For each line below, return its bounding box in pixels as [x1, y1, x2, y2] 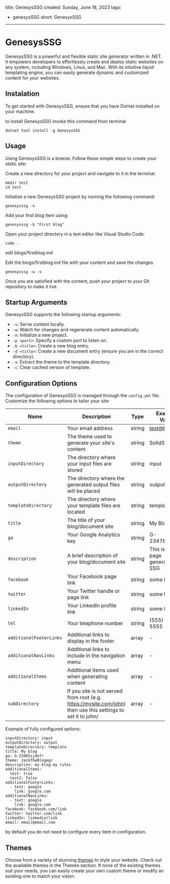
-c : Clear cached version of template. [12, 364, 91, 370]
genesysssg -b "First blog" [5, 222, 65, 227]
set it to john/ [67, 713, 99, 720]
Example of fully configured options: [5, 726, 81, 732]
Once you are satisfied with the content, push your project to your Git [5, 278, 150, 284]
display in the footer [67, 638, 115, 645]
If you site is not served [67, 687, 123, 695]
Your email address [67, 425, 113, 432]
